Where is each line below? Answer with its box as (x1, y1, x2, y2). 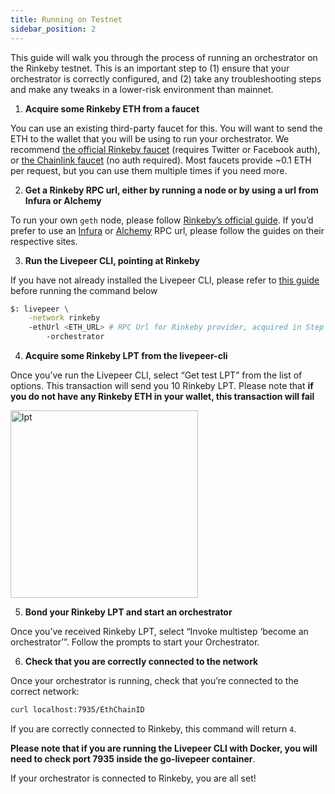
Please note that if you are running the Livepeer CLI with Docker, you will (10, 742, 318, 754)
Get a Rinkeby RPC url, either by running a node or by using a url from (24, 184, 319, 196)
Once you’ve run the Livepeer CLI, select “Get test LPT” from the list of (10, 369, 303, 381)
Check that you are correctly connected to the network (24, 656, 259, 667)
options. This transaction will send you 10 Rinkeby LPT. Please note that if (10, 380, 314, 391)
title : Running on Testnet (10, 14, 123, 25)
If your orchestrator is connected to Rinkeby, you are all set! (10, 772, 257, 784)
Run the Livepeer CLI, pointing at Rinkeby (24, 254, 200, 266)
